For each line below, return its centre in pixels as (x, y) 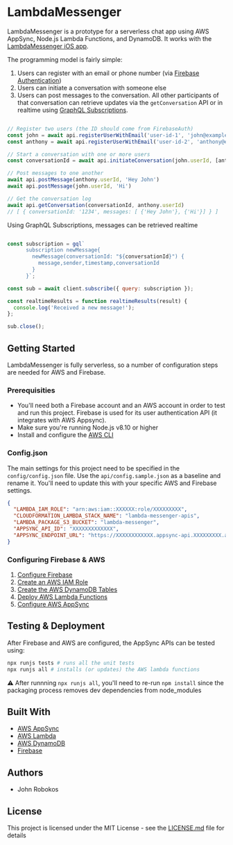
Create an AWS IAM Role (53, 582)
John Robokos (38, 789)
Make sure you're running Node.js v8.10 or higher (87, 427)
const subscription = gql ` (46, 244)
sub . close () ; (26, 327)
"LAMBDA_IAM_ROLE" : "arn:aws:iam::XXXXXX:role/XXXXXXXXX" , (101, 509)
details (17, 835)
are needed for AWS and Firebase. (57, 372)
